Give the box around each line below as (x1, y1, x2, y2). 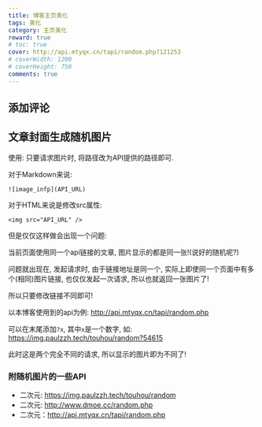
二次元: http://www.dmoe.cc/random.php (19, 400, 153, 410)
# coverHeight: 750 (8, 63, 72, 71)
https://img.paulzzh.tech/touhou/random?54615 (8, 332, 164, 343)
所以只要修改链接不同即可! (8, 291, 94, 300)
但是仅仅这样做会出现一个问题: (8, 230, 108, 240)
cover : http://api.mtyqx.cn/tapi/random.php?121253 (8, 48, 181, 56)
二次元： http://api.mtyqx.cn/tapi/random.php (19, 410, 166, 420)
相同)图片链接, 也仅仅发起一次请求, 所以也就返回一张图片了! (17, 273, 210, 284)
